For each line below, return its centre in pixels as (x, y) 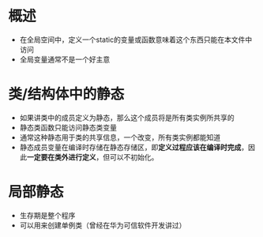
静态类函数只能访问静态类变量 (68, 127)
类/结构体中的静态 (66, 94)
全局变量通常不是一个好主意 (65, 59)
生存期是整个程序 (47, 215)
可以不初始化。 (134, 157)
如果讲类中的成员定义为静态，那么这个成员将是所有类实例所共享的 (127, 117)
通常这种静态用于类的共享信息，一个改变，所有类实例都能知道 (120, 137)
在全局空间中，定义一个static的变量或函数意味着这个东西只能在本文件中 (136, 39)
